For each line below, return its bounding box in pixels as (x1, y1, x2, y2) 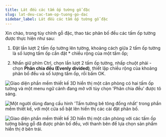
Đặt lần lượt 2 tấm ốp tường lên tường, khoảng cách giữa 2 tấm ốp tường (12, 45, 161, 51)
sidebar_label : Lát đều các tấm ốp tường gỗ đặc (5, 16, 108, 21)
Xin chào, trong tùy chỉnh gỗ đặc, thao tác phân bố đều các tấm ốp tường (5, 30, 156, 36)
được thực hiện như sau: (5, 35, 55, 41)
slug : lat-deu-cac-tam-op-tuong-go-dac (5, 12, 88, 17)
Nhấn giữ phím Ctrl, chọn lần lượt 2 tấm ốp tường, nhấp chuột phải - (12, 60, 152, 66)
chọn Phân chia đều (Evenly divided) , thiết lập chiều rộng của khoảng (12, 65, 158, 71)
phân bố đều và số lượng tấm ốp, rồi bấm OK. (12, 71, 106, 77)
